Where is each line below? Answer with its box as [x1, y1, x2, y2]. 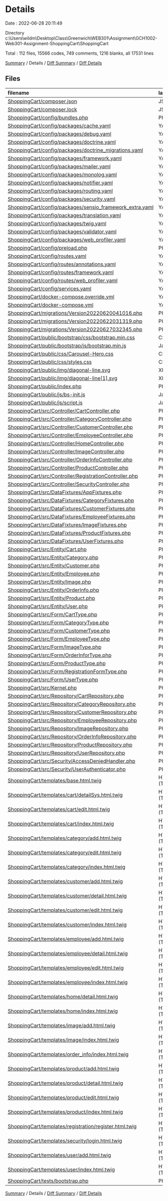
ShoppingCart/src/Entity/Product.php [7, 594, 95, 602]
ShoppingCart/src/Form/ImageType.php [7, 643, 101, 650]
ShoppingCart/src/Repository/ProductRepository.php [7, 741, 132, 748]
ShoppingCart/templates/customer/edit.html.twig [7, 906, 123, 913]
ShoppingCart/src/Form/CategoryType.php [7, 619, 109, 626]
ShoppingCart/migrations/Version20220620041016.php [7, 309, 142, 316]
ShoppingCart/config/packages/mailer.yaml [7, 163, 111, 170]
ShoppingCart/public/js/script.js [7, 399, 83, 406]
